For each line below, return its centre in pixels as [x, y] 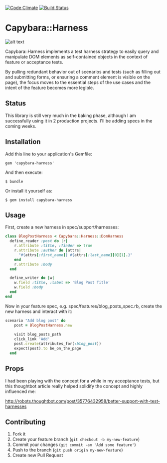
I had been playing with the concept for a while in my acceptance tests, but [82, 380]
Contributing [25, 422]
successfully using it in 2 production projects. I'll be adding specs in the [79, 120]
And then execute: [24, 172]
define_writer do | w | [32, 278]
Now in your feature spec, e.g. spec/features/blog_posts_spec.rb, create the [83, 306]
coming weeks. [21, 126]
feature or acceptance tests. [34, 62]
